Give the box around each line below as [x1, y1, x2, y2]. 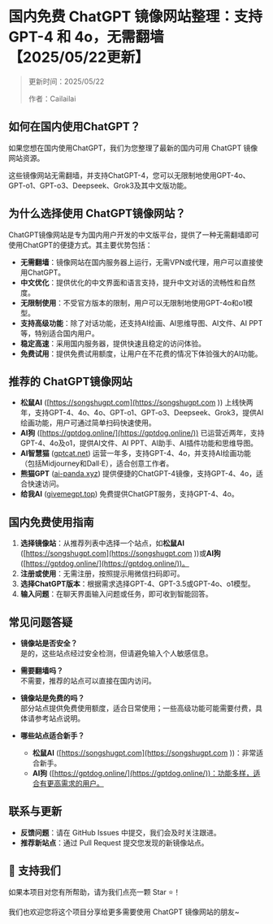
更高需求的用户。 [46, 779, 104, 788]
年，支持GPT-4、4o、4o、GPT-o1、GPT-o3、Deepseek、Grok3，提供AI [19, 408, 264, 418]
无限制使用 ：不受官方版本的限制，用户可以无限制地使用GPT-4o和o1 [19, 297, 246, 307]
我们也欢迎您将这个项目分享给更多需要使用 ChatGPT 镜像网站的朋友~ [8, 907, 240, 917]
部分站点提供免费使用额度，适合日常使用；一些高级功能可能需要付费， [19, 704, 256, 713]
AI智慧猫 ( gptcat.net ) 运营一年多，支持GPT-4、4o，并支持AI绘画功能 [19, 449, 252, 458]
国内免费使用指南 [8, 515, 94, 529]
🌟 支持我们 [8, 864, 61, 878]
